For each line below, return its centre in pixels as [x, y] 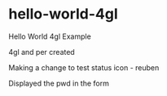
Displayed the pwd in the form [59, 83]
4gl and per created [42, 52]
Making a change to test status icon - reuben [84, 67]
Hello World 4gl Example [50, 36]
